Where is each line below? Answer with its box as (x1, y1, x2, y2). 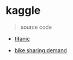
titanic (14, 35, 30, 42)
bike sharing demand (14, 46, 68, 54)
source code (20, 23, 52, 31)
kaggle (5, 4, 41, 17)
